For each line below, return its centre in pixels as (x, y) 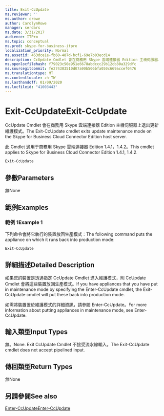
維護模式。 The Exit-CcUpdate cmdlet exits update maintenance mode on (79, 131)
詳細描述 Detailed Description (50, 265)
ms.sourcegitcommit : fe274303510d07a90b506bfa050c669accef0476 (71, 69)
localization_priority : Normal (37, 50)
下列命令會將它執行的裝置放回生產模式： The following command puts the (79, 234)
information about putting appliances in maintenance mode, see (69, 310)
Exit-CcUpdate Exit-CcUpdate (66, 111)
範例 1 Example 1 (24, 222)
